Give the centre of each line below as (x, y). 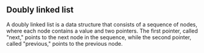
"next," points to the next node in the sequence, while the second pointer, (99, 37)
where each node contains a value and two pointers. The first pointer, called (102, 31)
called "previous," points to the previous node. (65, 43)
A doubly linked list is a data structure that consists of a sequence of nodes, (102, 24)
